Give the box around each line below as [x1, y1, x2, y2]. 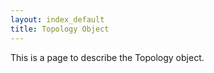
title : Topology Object [10, 24, 110, 34]
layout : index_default [10, 14, 105, 25]
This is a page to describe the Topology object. [10, 51, 205, 63]
